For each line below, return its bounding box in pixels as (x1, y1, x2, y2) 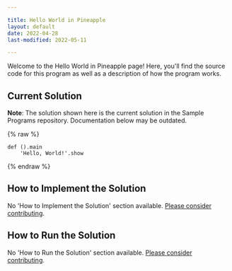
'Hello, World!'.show (20, 150, 83, 157)
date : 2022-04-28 (7, 30, 59, 37)
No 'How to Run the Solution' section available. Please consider (7, 248, 192, 257)
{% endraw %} (7, 162, 51, 171)
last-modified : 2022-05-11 (7, 36, 87, 43)
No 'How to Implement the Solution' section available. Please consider (7, 201, 212, 209)
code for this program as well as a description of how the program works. (7, 69, 221, 78)
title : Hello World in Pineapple (7, 16, 106, 23)
